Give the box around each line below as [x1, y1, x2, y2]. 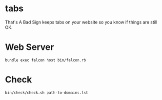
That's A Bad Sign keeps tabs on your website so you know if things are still [5, 19, 158, 25]
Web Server [5, 42, 54, 53]
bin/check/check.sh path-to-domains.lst [5, 90, 89, 95]
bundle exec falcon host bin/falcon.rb [5, 57, 86, 63]
